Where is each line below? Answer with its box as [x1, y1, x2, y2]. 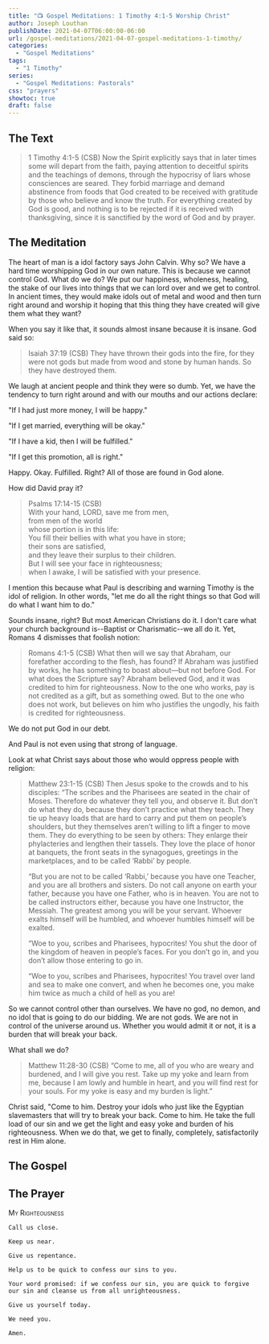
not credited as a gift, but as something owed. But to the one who [27, 691, 245, 700]
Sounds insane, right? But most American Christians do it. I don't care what [8, 615, 257, 625]
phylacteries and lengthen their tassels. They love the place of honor [27, 839, 255, 848]
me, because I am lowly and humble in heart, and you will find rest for [27, 1078, 259, 1087]
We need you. [8, 1315, 52, 1323]
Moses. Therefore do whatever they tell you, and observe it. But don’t [27, 796, 259, 806]
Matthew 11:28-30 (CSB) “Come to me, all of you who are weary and [27, 1060, 255, 1070]
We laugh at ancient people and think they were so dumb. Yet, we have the [8, 381, 255, 390]
